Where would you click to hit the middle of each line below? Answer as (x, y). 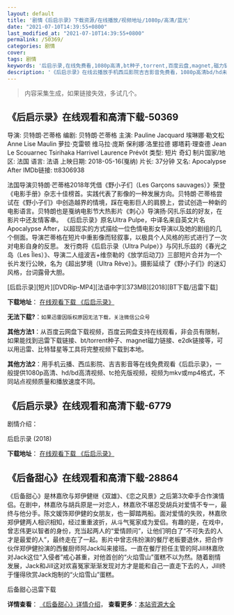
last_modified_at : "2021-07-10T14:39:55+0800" (76, 33)
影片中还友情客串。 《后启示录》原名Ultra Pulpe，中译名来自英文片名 (106, 220)
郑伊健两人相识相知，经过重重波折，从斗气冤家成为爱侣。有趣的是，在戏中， (117, 522)
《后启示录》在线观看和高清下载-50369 (93, 117)
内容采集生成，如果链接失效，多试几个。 (82, 93)
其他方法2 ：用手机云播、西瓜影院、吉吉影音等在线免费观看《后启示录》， (111, 364)
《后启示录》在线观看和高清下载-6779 (89, 406)
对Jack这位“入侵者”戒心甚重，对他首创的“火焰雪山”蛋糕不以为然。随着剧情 (114, 557)
